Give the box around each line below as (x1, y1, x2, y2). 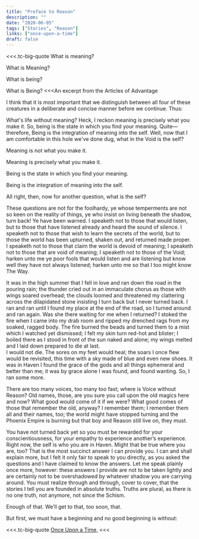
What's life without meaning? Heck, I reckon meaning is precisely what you (6, 116, 190, 124)
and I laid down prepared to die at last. (6, 342, 100, 349)
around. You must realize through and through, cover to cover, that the (6, 479, 179, 486)
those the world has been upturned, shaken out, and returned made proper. (6, 236, 191, 243)
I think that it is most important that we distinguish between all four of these (6, 99, 191, 106)
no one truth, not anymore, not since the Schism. (6, 491, 126, 499)
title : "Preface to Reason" (6, 8, 76, 15)
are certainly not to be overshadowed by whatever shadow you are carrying (6, 473, 192, 480)
